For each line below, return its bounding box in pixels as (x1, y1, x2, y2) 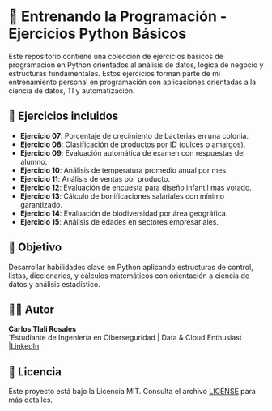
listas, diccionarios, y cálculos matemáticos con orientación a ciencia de (8, 271, 249, 280)
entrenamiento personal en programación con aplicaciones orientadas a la (8, 77, 257, 87)
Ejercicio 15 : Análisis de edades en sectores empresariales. (19, 216, 219, 226)
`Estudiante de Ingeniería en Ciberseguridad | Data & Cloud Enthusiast (8, 332, 243, 343)
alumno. (19, 156, 48, 166)
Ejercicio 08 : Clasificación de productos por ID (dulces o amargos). (19, 139, 246, 149)
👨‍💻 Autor (8, 302, 55, 316)
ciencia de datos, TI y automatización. (8, 85, 135, 96)
